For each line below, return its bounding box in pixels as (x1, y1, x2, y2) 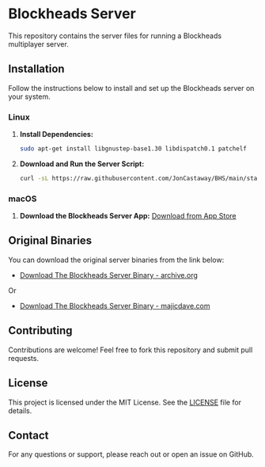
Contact (8, 428, 49, 442)
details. (8, 405, 32, 416)
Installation (8, 63, 65, 76)
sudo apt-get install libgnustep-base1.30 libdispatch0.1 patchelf (19, 145, 247, 153)
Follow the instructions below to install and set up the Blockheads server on (8, 83, 255, 93)
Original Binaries (8, 234, 93, 248)
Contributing (8, 324, 73, 337)
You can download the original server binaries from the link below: (8, 255, 225, 264)
